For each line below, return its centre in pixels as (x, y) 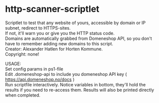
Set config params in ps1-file (34, 69)
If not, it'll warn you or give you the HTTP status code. (60, 33)
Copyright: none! (22, 54)
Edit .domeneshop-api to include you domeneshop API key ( (66, 74)
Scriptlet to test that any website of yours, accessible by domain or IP (76, 23)
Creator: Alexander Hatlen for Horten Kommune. (54, 49)
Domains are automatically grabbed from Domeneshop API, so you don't (79, 38)
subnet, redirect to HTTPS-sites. (38, 28)
